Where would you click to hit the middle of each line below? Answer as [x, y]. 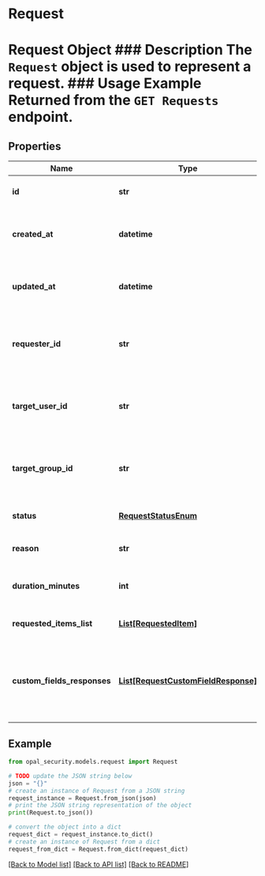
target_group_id [43, 469]
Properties [35, 146]
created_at [33, 234]
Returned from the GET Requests [114, 100]
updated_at [34, 287]
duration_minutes [46, 586]
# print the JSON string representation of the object [100, 806]
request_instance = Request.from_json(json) [82, 798]
